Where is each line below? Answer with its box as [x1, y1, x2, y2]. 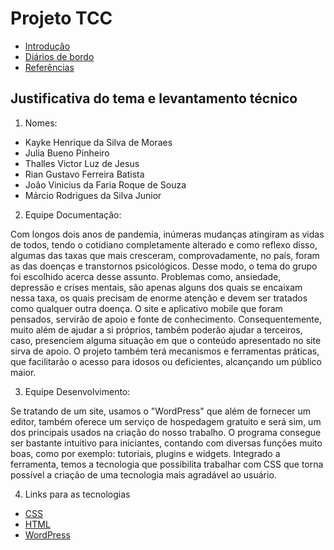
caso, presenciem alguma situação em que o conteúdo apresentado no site [10, 334, 322, 346]
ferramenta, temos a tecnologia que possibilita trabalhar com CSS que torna [10, 458, 324, 470]
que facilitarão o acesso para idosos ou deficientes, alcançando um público [10, 355, 322, 367]
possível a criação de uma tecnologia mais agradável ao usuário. [10, 468, 277, 481]
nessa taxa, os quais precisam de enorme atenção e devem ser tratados [10, 292, 308, 304]
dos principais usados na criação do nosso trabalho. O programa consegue [10, 426, 322, 438]
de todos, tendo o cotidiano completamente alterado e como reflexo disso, [10, 238, 318, 251]
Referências [24, 61, 75, 73]
